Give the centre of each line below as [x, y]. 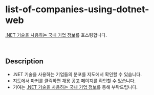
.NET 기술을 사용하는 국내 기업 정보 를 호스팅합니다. [56, 35]
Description [24, 62]
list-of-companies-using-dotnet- [77, 9]
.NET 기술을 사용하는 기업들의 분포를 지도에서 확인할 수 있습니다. [77, 74]
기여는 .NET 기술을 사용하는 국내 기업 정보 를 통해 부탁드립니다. [75, 87]
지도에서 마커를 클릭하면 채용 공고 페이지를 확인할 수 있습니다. [74, 81]
